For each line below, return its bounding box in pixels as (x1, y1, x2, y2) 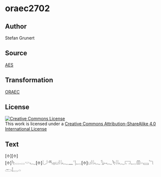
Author (5, 22, 27, 31)
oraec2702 (5, 3, 50, 14)
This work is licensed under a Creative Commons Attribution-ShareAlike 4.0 (5, 121, 156, 127)
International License (5, 126, 47, 132)
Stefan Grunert (5, 35, 35, 41)
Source (5, 49, 28, 57)
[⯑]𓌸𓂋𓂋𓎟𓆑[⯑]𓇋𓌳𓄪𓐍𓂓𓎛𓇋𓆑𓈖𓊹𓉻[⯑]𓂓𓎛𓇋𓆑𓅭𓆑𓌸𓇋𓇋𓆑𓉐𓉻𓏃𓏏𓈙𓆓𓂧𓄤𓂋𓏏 (5, 160, 154, 166)
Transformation (5, 76, 53, 84)
